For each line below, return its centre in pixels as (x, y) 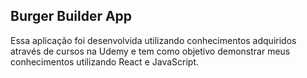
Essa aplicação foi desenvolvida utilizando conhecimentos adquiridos (153, 40)
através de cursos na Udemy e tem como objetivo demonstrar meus (150, 51)
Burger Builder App (71, 16)
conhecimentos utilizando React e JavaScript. (105, 61)
